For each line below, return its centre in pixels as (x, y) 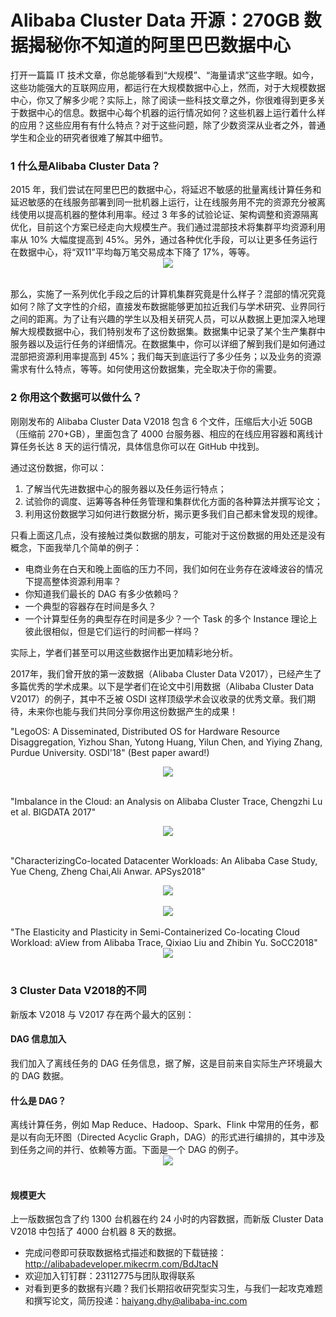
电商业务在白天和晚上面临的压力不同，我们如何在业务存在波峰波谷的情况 (173, 568)
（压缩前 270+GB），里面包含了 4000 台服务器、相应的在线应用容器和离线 (162, 433)
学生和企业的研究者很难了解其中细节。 (89, 137)
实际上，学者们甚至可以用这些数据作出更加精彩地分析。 (124, 652)
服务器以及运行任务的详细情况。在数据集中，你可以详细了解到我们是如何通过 (168, 344)
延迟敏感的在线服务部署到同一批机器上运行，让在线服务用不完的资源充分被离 (168, 202)
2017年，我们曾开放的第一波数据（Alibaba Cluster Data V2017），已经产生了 (166, 673)
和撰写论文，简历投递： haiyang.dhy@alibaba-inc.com (136, 1301)
